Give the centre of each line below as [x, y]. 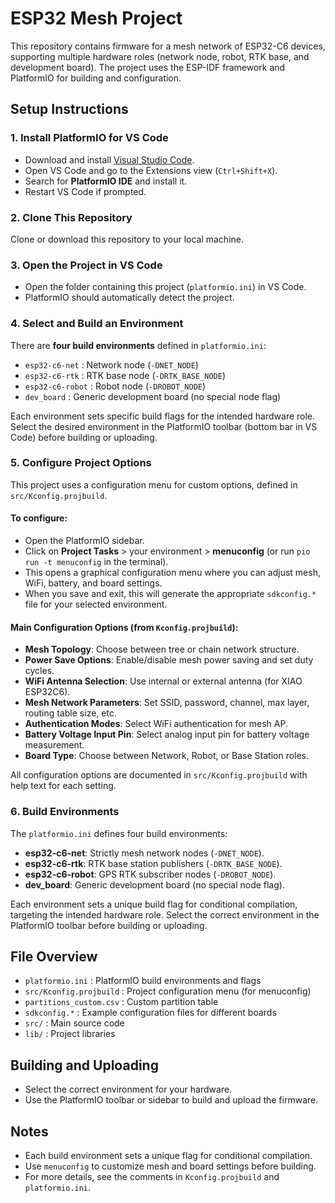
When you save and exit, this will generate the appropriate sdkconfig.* [170, 594]
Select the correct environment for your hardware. [128, 1089]
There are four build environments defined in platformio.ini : [138, 345]
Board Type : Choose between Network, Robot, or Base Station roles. [167, 756]
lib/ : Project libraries [70, 1034]
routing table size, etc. [70, 713]
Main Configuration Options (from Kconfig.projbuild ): [124, 627]
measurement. [54, 745]
